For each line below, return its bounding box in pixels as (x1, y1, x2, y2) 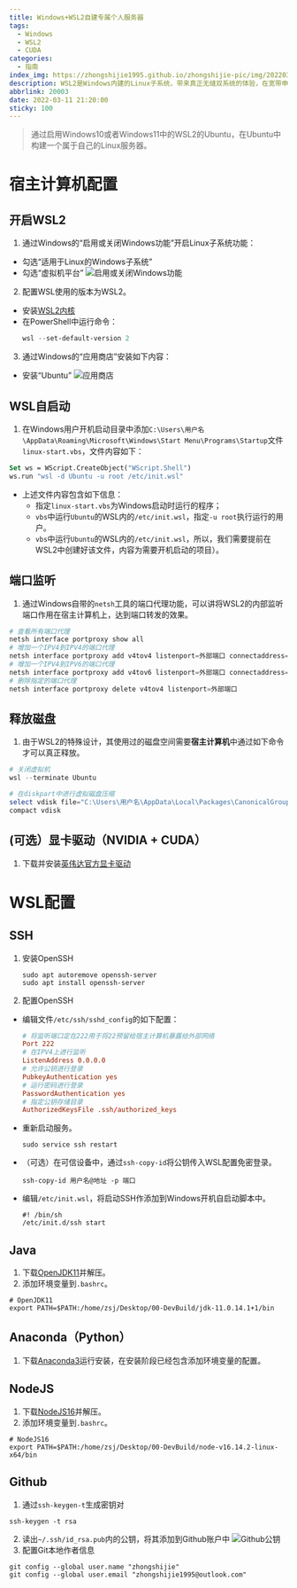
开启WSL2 (9, 212, 66, 227)
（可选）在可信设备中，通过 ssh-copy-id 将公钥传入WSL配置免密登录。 (21, 1157, 277, 1168)
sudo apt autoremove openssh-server (21, 970, 157, 980)
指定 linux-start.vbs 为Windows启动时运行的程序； (34, 500, 223, 511)
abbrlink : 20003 (9, 87, 69, 96)
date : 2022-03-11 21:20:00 (9, 95, 109, 105)
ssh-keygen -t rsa (9, 1517, 77, 1526)
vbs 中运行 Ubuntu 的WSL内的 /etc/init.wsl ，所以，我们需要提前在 (34, 533, 271, 544)
